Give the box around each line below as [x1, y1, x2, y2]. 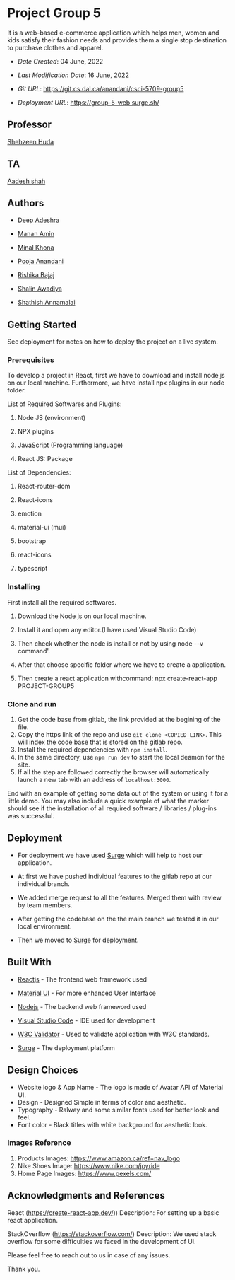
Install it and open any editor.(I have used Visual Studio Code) [17, 625, 197, 634]
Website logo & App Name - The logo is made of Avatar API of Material [17, 1083, 224, 1091]
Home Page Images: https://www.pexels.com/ [17, 1169, 152, 1177]
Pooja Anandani [17, 257, 64, 266]
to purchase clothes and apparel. [7, 43, 104, 52]
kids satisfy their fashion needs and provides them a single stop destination [7, 35, 227, 44]
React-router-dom [17, 482, 71, 491]
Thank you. [7, 1264, 40, 1273]
